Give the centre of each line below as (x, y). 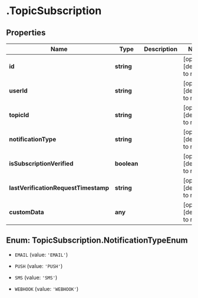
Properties (26, 33)
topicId (19, 115)
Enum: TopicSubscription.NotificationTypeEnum (97, 241)
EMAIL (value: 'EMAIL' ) (41, 254)
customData (27, 212)
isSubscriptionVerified (41, 163)
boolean (126, 163)
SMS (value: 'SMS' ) (36, 277)
